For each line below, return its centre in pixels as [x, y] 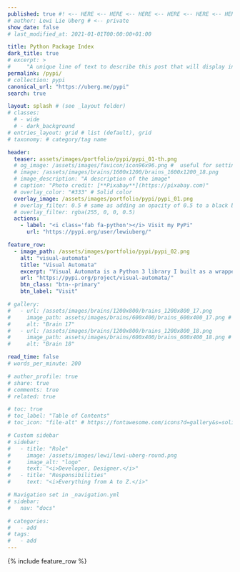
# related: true [31, 396]
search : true [27, 94]
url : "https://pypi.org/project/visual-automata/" [97, 278]
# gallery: [24, 304]
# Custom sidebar [33, 436]
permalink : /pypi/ [35, 73]
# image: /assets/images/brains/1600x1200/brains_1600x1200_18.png [116, 172]
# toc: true [25, 409]
